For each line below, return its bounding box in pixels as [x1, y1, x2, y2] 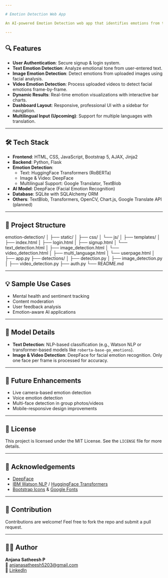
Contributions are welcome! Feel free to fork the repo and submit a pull [5, 519, 151, 525]
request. [5, 524, 22, 530]
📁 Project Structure [5, 221, 66, 229]
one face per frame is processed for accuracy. [12, 357, 108, 363]
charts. [12, 97, 27, 103]
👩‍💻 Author [5, 543, 38, 552]
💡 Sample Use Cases [5, 280, 71, 288]
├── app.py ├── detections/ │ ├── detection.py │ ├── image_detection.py [5, 255, 162, 261]
